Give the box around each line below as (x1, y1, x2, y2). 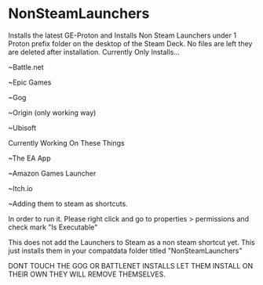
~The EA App (8, 153, 51, 163)
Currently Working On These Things (8, 138, 125, 147)
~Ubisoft (8, 123, 37, 132)
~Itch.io (8, 183, 33, 193)
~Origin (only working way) (8, 107, 97, 117)
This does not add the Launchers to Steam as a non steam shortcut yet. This (8, 237, 255, 247)
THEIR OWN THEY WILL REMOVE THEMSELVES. (8, 269, 166, 279)
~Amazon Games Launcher (8, 168, 97, 178)
